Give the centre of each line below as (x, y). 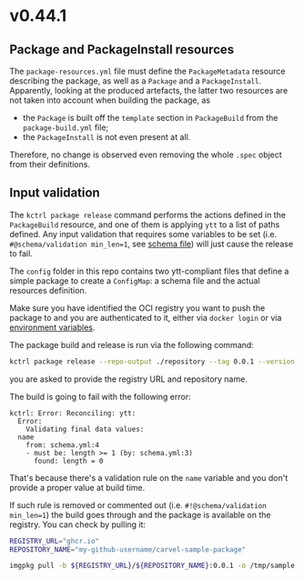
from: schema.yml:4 (63, 445)
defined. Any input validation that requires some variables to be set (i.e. (143, 234)
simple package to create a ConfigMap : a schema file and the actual (135, 280)
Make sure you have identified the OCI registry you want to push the (137, 308)
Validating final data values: (85, 429)
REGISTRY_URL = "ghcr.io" (55, 541)
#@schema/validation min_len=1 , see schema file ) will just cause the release (152, 244)
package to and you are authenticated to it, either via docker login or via (146, 317)
